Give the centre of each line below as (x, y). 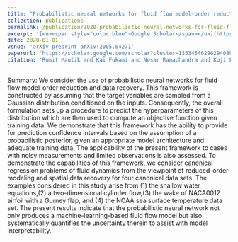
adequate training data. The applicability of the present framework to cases (118, 148)
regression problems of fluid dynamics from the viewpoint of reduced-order (118, 170)
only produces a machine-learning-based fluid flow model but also (105, 215)
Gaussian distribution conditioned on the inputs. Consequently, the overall (115, 103)
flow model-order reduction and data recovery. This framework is (103, 87)
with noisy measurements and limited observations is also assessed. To (112, 155)
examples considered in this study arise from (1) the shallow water (104, 185)
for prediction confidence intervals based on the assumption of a (102, 132)
